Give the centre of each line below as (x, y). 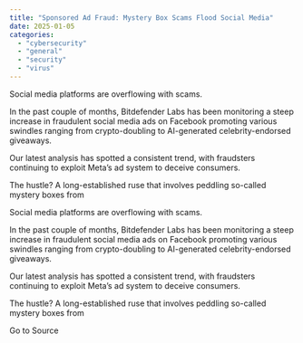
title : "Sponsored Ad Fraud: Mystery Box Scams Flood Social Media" (142, 18)
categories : (32, 34)
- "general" (40, 52)
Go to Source (34, 330)
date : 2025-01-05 (42, 26)
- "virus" (36, 69)
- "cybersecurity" (53, 43)
